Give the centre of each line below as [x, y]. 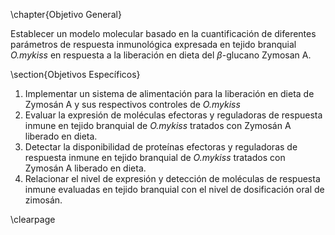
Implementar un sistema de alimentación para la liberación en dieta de [169, 93]
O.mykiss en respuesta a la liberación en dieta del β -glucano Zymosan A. [161, 55]
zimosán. [43, 200]
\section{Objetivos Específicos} [75, 74]
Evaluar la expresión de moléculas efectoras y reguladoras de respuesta [173, 115]
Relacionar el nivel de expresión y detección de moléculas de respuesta [172, 178]
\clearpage [33, 219]
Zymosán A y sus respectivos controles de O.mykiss [132, 104]
